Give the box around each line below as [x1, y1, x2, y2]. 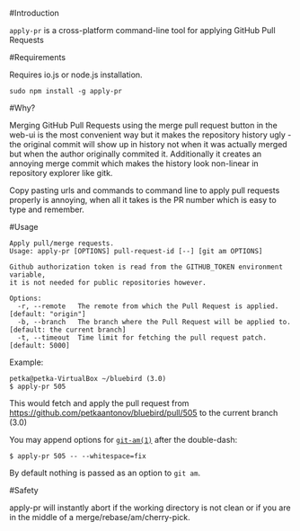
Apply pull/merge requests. [9, 239, 115, 248]
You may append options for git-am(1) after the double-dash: [9, 435, 238, 445]
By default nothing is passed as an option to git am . [9, 467, 200, 478]
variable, [9, 270, 47, 279]
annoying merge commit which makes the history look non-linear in [9, 158, 259, 169]
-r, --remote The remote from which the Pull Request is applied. [17, 302, 279, 311]
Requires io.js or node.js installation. [9, 69, 143, 80]
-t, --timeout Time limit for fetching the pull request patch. [17, 333, 268, 342]
